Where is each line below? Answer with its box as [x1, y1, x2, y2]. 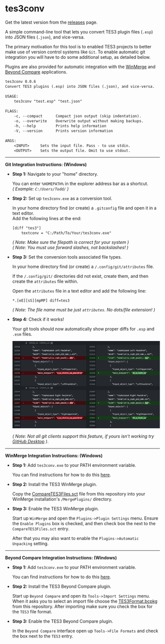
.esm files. [12, 331, 32, 337]
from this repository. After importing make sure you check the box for [12, 603, 153, 609]
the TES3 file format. [12, 608, 53, 614]
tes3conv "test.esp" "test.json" [14, 99, 82, 104]
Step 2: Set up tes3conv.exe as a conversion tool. [12, 195, 112, 201]
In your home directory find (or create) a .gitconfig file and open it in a [12, 205, 157, 211]
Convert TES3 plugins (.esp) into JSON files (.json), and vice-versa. [5, 84, 155, 89]
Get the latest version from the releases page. [5, 19, 98, 25]
